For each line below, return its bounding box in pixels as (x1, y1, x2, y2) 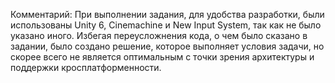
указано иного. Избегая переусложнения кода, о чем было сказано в (10, 30, 308, 41)
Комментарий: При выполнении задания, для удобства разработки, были (10, 9, 325, 20)
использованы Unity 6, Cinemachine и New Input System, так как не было (10, 19, 322, 31)
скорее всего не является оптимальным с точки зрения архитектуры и (10, 51, 315, 63)
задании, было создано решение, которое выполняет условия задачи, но (10, 40, 325, 52)
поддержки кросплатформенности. (10, 62, 162, 73)
